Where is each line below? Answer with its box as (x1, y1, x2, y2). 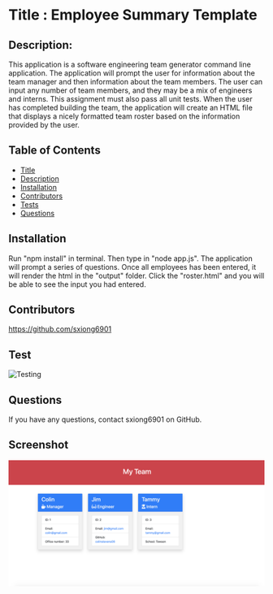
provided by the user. (8, 120, 80, 129)
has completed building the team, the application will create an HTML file (8, 103, 253, 112)
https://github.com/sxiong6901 (8, 324, 112, 334)
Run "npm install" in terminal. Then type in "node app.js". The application (8, 254, 253, 263)
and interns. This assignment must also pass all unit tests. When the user (8, 94, 253, 103)
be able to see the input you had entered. (8, 279, 146, 289)
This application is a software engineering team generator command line (8, 59, 252, 69)
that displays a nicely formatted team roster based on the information (8, 111, 240, 121)
